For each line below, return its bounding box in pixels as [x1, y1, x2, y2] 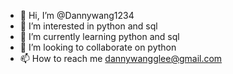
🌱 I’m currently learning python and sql [19, 31, 180, 42]
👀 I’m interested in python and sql [19, 20, 158, 32]
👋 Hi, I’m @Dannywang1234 [19, 10, 135, 21]
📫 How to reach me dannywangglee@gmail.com [19, 53, 223, 64]
